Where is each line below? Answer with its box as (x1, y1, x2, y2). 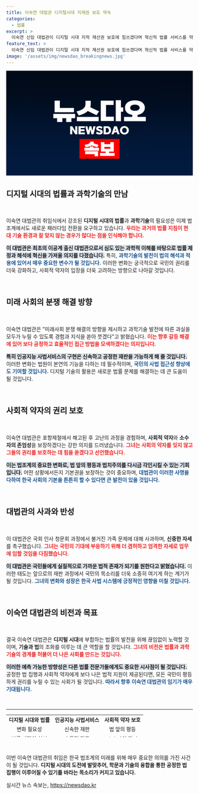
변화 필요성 (17, 726, 43, 733)
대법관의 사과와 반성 (6, 507, 75, 517)
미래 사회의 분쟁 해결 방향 (6, 297, 93, 308)
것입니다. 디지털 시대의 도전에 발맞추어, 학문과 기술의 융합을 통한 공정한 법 (18, 761, 187, 769)
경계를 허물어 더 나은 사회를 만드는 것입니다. (21, 651, 122, 658)
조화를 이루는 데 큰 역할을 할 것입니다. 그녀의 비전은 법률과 (45, 643, 179, 651)
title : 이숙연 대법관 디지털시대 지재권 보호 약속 (6, 9, 111, 15)
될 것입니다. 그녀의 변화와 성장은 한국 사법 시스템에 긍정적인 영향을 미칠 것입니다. (6, 577, 191, 584)
